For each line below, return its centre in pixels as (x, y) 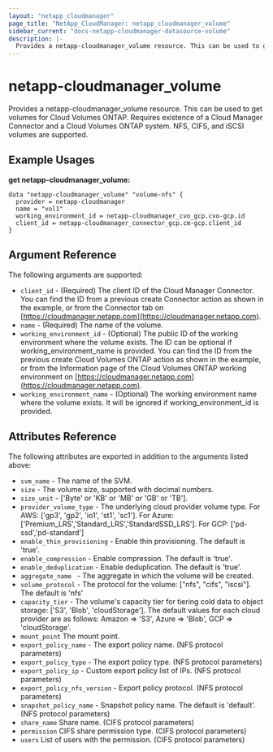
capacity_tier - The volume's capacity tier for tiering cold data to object (142, 601)
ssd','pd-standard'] (52, 532)
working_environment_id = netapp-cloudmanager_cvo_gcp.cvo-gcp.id (130, 216)
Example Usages (52, 160)
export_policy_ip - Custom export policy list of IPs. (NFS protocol (130, 670)
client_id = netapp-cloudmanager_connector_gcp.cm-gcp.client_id (129, 223)
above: (20, 465)
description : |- (36, 39)
